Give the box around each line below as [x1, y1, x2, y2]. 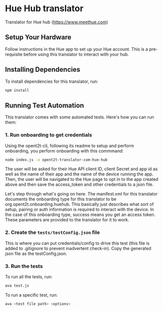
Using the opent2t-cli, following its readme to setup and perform [5, 142, 134, 149]
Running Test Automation [5, 101, 84, 110]
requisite [5, 51, 23, 57]
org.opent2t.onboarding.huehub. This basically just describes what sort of [5, 201, 154, 207]
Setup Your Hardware [5, 33, 72, 41]
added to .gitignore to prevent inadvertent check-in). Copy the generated [5, 245, 152, 251]
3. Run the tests [5, 263, 43, 270]
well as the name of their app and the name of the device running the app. [5, 171, 154, 177]
